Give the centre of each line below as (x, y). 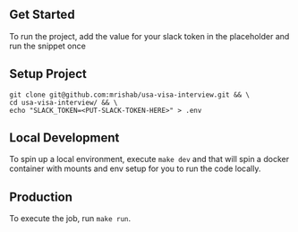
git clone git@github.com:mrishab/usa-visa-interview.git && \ (130, 95)
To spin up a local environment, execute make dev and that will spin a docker (149, 159)
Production (41, 197)
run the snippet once (48, 46)
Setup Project (48, 74)
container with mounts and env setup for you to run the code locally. (135, 168)
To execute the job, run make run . (70, 219)
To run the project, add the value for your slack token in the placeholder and (149, 36)
